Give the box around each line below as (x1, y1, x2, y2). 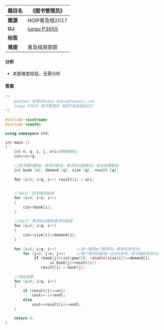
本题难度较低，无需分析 (12, 71, 61, 77)
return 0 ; (14, 316, 35, 321)
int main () (5, 140, 30, 145)
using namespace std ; (5, 131, 50, 136)
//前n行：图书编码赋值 (14, 191, 55, 196)
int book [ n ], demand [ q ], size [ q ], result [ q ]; (14, 167, 119, 172)
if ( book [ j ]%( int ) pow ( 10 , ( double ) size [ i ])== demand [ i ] (34, 256, 150, 261)
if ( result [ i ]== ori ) (23, 288, 66, 293)
